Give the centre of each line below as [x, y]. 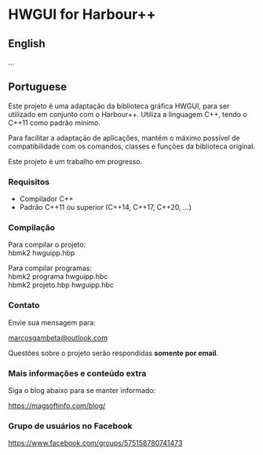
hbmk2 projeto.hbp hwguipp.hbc [61, 285]
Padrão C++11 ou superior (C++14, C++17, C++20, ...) [106, 207]
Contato [24, 306]
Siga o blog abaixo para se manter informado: [82, 390]
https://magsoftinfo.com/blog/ [57, 405]
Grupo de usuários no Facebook [70, 426]
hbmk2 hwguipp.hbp [42, 253]
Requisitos [29, 182]
